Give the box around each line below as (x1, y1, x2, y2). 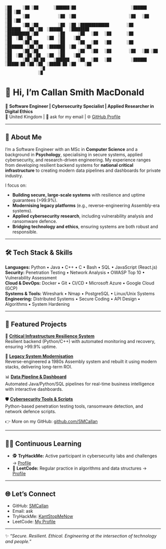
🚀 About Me (5, 133, 42, 141)
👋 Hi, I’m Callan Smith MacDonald (5, 87, 145, 98)
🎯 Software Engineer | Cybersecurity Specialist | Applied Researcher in (5, 103, 154, 109)
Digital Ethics (5, 108, 33, 114)
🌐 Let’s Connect (5, 489, 56, 498)
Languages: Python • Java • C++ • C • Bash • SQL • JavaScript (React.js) (5, 264, 158, 270)
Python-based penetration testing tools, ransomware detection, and (5, 403, 143, 410)
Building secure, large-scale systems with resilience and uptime (12, 192, 145, 198)
